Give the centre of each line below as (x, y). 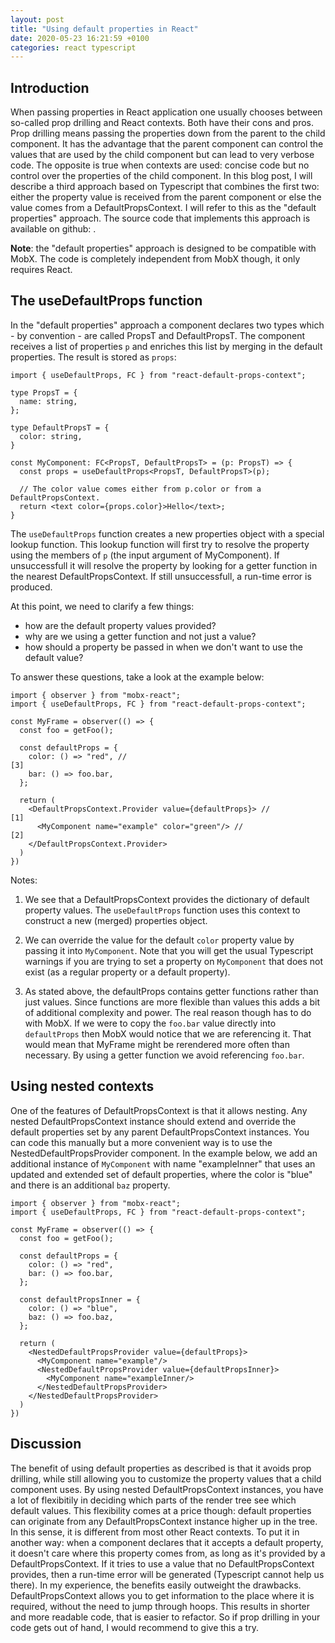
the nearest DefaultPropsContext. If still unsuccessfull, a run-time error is (161, 576)
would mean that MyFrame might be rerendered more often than (157, 1044)
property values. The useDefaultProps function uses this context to (162, 910)
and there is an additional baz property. (90, 1185)
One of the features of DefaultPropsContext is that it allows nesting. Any (159, 1110)
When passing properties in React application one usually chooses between (166, 112)
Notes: (24, 880)
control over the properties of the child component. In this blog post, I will (161, 176)
